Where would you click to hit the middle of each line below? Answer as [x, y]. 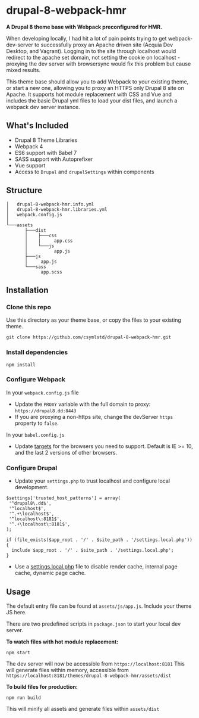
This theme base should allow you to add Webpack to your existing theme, [97, 82]
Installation [27, 290]
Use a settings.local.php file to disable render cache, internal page [96, 567]
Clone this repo [29, 307]
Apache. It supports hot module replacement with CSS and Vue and [89, 94]
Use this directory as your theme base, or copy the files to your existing [94, 320]
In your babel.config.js [35, 434]
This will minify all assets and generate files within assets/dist [83, 708]
